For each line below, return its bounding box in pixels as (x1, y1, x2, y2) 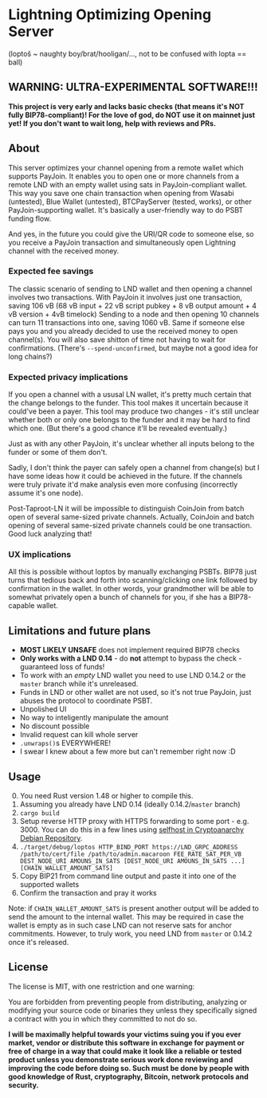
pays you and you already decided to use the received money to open (8, 326, 238, 335)
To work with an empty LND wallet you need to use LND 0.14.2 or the (19, 671, 246, 680)
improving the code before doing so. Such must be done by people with (8, 1063, 249, 1073)
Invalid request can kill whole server (19, 730, 139, 739)
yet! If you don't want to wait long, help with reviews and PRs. (8, 118, 217, 128)
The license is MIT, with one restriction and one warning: (8, 982, 195, 991)
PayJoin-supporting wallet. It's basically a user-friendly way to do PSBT (8, 205, 244, 214)
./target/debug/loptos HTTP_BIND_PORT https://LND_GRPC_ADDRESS (19, 843, 238, 852)
